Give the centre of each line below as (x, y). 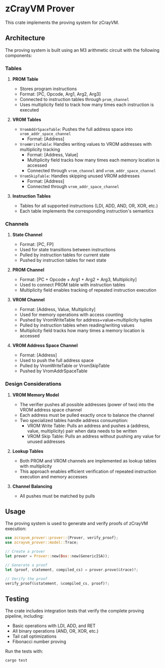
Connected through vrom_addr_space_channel (73, 187)
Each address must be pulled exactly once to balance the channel (87, 415)
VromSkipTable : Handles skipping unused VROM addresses (80, 176)
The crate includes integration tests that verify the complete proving (75, 611)
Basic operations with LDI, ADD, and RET (54, 626)
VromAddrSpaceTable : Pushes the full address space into (76, 129)
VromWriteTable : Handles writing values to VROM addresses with (86, 144)
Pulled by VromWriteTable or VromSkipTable (65, 366)
